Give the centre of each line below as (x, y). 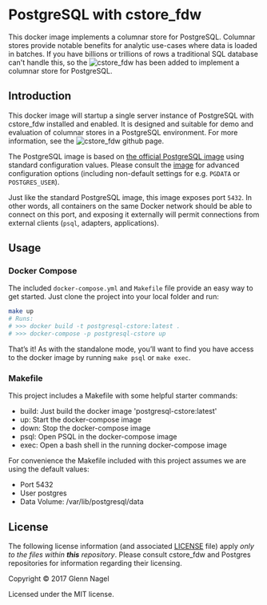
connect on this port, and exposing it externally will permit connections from (134, 214)
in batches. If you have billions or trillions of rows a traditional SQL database (133, 54)
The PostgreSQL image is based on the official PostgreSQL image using (126, 156)
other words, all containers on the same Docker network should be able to (130, 206)
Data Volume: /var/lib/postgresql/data (82, 502)
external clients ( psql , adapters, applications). (84, 222)
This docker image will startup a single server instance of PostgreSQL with (131, 115)
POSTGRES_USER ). (34, 182)
